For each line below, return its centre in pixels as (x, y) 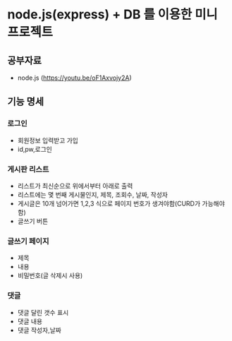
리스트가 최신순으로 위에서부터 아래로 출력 (75, 186)
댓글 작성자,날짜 (39, 330)
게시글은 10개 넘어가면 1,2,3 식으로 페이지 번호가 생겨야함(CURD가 (109, 203)
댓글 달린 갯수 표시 (43, 312)
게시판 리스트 (28, 169)
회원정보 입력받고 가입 (48, 140)
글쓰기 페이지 (28, 241)
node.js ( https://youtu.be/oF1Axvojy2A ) (74, 78)
